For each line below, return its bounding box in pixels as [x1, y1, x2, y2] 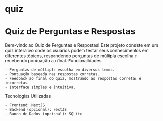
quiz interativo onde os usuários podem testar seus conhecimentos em [5, 48, 149, 54]
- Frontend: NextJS [5, 103, 45, 108]
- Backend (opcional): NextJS [5, 107, 67, 112]
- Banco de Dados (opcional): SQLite [5, 112, 82, 117]
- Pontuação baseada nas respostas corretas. [5, 72, 100, 77]
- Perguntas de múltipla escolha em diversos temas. [5, 67, 115, 72]
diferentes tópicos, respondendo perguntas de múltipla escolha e [5, 53, 137, 59]
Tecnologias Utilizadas [5, 93, 51, 99]
